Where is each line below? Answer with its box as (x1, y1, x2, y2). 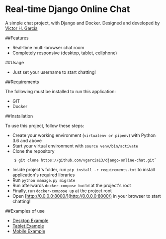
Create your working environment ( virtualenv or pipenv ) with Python (12, 132, 156, 138)
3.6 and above (12, 137, 42, 143)
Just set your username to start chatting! (12, 69, 96, 75)
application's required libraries (12, 172, 75, 178)
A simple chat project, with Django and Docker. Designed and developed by (5, 20, 160, 26)
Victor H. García (5, 25, 38, 31)
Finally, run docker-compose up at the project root (12, 188, 112, 194)
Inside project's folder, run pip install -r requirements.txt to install (12, 166, 155, 172)
